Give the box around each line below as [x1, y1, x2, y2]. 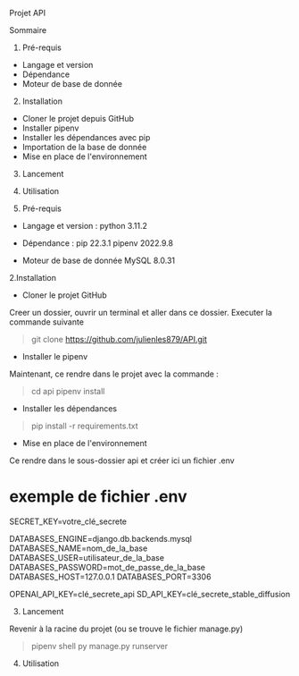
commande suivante [9, 317, 85, 327]
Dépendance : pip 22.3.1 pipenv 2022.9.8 [21, 238, 174, 249]
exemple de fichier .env [9, 486, 187, 507]
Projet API [9, 8, 46, 18]
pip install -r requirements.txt [30, 420, 138, 431]
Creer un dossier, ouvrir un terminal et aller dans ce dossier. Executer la [9, 308, 272, 317]
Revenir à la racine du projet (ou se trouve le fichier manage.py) [9, 623, 244, 634]
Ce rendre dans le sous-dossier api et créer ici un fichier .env [9, 455, 235, 466]
